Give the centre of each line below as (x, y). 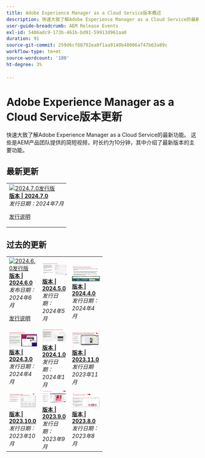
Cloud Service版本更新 (64, 117)
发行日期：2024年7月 (36, 204)
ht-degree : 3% (24, 64)
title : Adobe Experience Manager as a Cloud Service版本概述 (84, 13)
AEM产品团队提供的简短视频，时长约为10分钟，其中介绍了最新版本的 (103, 142)
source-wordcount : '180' (38, 58)
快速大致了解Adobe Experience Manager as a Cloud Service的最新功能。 (98, 135)
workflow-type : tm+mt (34, 52)
